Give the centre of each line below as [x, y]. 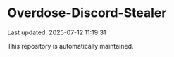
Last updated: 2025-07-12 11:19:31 [57, 32]
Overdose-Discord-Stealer [87, 13]
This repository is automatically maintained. [70, 46]
